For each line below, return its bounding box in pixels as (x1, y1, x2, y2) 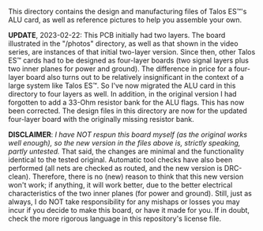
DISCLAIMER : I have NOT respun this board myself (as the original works (8, 130, 247, 139)
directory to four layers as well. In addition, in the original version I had (8, 89, 237, 98)
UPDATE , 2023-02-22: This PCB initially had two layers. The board (8, 31, 226, 40)
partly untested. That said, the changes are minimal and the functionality (8, 146, 245, 156)
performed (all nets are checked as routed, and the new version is (8, 164, 223, 172)
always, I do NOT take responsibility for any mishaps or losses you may (8, 197, 240, 206)
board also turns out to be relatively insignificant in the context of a (26, 73, 244, 81)
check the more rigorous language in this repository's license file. (8, 214, 222, 223)
